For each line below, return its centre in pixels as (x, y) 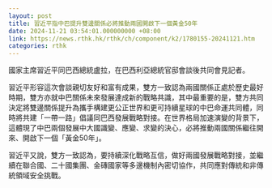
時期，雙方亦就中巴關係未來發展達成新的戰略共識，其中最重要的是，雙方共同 (136, 97)
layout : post (30, 16)
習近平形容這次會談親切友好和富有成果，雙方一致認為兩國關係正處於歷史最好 (136, 88)
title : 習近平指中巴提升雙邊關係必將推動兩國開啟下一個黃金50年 (103, 23)
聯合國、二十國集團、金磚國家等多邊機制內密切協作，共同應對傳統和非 (139, 165)
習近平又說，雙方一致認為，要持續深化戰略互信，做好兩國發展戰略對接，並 (132, 156)
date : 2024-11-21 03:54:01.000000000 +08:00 (85, 31)
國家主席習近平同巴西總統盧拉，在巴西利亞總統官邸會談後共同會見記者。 (129, 70)
